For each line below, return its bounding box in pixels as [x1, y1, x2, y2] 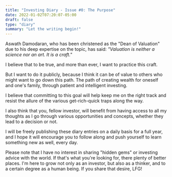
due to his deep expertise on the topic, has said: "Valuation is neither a [5, 46, 155, 52]
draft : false [5, 17, 33, 22]
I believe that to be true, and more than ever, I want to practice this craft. [5, 62, 158, 68]
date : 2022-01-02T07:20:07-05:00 [5, 12, 77, 17]
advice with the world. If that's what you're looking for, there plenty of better [5, 155, 166, 161]
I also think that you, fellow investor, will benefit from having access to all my [5, 108, 167, 114]
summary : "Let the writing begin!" [5, 27, 81, 32]
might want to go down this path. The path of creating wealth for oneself [5, 77, 159, 83]
